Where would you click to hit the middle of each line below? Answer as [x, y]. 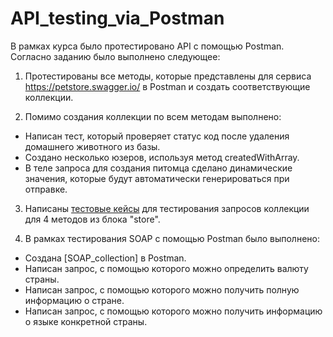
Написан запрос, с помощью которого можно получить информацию [173, 311]
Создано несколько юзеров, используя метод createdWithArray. [162, 157]
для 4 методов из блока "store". [92, 219]
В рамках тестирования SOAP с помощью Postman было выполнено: [172, 238]
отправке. [46, 189]
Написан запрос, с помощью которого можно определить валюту [166, 268]
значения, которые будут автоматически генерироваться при [157, 178]
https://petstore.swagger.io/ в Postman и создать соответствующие [167, 86]
